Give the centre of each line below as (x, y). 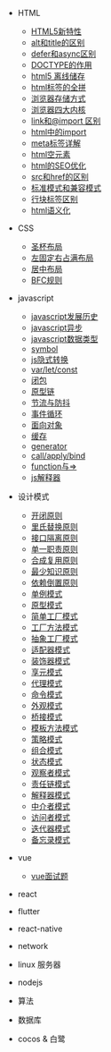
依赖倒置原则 (54, 582)
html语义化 (51, 210)
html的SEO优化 (59, 165)
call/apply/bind (58, 456)
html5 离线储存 (58, 76)
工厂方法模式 (54, 627)
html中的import (59, 132)
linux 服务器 (39, 964)
